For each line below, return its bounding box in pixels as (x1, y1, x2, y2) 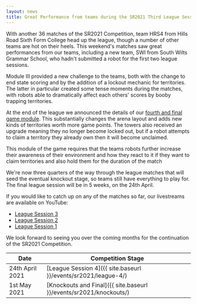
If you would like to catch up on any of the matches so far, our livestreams (6, 193, 185, 200)
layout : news (6, 8, 38, 15)
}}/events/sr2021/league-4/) (46, 271, 127, 279)
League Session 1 (14, 223, 57, 230)
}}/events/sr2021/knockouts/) (46, 288, 130, 296)
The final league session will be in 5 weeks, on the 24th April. (6, 181, 154, 188)
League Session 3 (14, 210, 59, 217)
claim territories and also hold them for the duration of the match (6, 158, 162, 165)
